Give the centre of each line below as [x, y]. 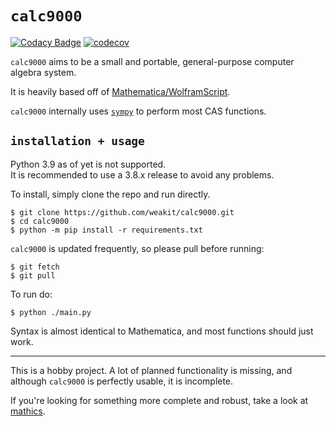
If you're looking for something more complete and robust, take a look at [159, 400]
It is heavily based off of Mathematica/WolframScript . [120, 91]
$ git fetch [35, 267]
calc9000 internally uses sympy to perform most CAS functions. [138, 111]
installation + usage [77, 141]
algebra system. [43, 72]
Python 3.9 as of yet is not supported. [88, 164]
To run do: [31, 294]
